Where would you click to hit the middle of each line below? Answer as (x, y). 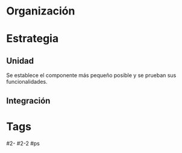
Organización (41, 11)
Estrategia (33, 39)
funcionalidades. (27, 82)
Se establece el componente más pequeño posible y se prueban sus (91, 75)
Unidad (20, 61)
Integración (28, 101)
